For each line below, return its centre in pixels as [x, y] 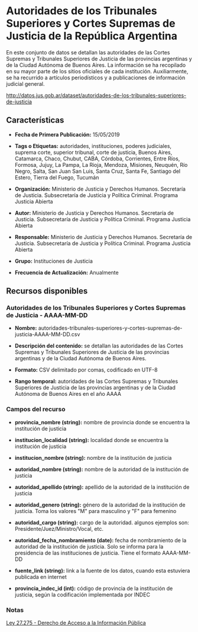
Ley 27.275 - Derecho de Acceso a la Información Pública [76, 623]
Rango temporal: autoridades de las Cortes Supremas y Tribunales [96, 381]
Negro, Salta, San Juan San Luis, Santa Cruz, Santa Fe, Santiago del [98, 171]
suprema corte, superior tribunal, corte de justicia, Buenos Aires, [93, 152]
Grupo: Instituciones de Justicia [54, 261]
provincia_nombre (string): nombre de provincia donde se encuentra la [102, 422]
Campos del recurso [36, 409]
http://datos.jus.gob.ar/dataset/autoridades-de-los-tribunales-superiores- [96, 95]
